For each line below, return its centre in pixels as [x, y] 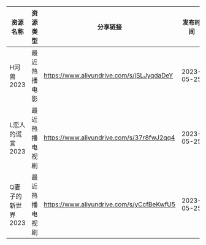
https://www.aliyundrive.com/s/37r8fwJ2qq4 [109, 138]
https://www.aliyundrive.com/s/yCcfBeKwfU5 [110, 204]
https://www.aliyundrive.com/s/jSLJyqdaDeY [109, 75]
